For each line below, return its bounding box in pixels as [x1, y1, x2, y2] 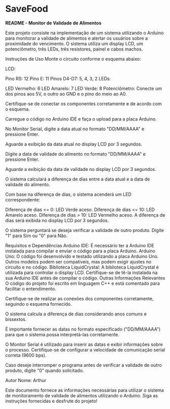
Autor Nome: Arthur [5, 377, 47, 383]
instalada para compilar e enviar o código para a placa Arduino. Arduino [5, 248, 156, 254]
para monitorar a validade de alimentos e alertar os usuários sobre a [5, 35, 148, 41]
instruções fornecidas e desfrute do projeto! [5, 398, 98, 404]
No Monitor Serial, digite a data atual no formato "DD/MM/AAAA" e [5, 126, 145, 132]
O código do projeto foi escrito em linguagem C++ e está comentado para [5, 280, 160, 286]
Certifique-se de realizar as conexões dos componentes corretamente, [5, 296, 154, 302]
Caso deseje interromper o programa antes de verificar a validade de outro [5, 362, 162, 368]
